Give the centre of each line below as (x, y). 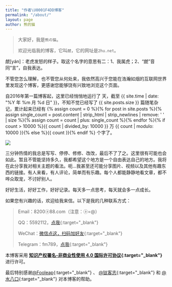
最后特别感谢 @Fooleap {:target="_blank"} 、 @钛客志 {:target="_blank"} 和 (83, 273)
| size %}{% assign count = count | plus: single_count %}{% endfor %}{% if (85, 120)
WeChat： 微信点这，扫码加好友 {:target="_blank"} (70, 234)
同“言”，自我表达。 (25, 68)
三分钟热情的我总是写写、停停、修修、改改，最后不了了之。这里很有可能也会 (86, 153)
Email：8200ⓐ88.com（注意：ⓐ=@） (59, 212)
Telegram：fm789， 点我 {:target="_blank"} (63, 244)
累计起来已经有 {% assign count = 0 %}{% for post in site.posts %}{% (88, 109)
